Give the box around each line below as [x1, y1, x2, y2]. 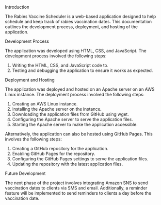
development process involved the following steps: [5, 53, 107, 59]
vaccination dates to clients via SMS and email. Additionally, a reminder [5, 185, 147, 191]
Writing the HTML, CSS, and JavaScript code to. [12, 63, 109, 68]
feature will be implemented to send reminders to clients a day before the [5, 190, 151, 196]
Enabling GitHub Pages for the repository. [12, 151, 96, 156]
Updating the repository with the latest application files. [12, 161, 123, 167]
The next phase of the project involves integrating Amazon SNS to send [5, 180, 148, 186]
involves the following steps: [5, 136, 62, 142]
